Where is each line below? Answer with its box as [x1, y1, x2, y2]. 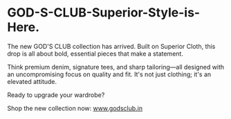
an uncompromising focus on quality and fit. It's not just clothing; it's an [7, 70, 212, 78]
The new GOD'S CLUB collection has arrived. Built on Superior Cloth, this [7, 42, 216, 50]
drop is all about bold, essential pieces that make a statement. [7, 50, 183, 58]
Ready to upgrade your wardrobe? [7, 91, 105, 99]
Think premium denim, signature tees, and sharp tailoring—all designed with [7, 63, 225, 71]
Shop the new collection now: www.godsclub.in [7, 104, 143, 112]
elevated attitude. [7, 77, 57, 85]
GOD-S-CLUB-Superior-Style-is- [7, 5, 201, 21]
